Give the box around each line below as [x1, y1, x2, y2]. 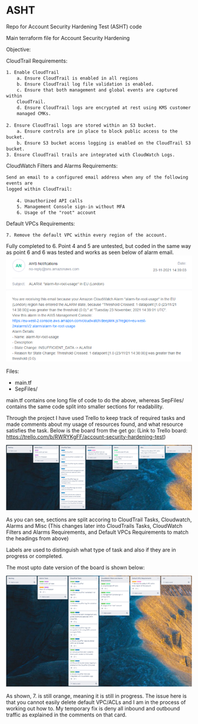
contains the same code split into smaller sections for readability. [6, 403, 164, 410]
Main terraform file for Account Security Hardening [6, 34, 130, 41]
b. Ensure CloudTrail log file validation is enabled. [16, 81, 154, 87]
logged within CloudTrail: [6, 186, 72, 192]
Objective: [6, 45, 31, 53]
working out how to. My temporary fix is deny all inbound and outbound [6, 705, 180, 712]
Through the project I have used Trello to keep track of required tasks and [6, 414, 186, 421]
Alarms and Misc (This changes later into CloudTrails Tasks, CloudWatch [6, 523, 183, 530]
